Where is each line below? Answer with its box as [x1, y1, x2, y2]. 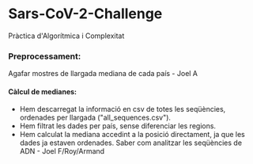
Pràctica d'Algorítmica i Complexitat [8, 31, 125, 40]
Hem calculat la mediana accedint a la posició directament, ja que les [19, 130, 245, 139]
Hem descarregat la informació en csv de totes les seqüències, [19, 105, 226, 114]
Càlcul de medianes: [8, 86, 77, 96]
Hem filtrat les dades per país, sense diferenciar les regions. [19, 121, 216, 131]
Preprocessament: [8, 51, 81, 62]
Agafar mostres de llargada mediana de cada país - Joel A [8, 69, 198, 78]
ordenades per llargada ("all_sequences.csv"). [19, 113, 172, 123]
